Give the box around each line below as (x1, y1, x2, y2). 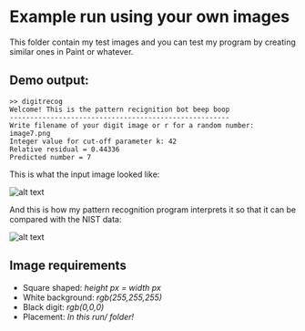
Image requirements (9, 258, 127, 274)
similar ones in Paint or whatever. (9, 46, 134, 57)
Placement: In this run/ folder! (22, 311, 135, 322)
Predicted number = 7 (9, 152, 92, 161)
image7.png (9, 129, 51, 138)
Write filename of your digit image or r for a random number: (9, 120, 255, 129)
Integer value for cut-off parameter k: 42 (9, 137, 178, 146)
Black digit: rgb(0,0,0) (22, 301, 105, 312)
